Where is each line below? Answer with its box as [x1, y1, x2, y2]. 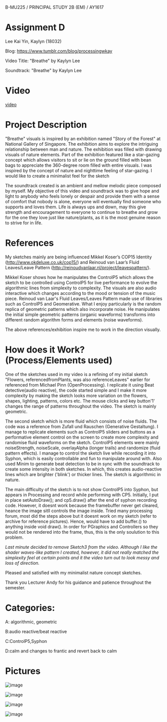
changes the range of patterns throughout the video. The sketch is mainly [5, 403, 157, 409]
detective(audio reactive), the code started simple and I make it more [5, 387, 147, 393]
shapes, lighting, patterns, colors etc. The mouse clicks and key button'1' [5, 398, 156, 404]
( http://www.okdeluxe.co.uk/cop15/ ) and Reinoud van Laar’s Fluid [5, 259, 140, 265]
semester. [5, 584, 26, 590]
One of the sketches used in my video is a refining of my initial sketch [5, 371, 148, 377]
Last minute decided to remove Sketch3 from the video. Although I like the [5, 544, 158, 550]
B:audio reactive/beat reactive [5, 628, 67, 634]
